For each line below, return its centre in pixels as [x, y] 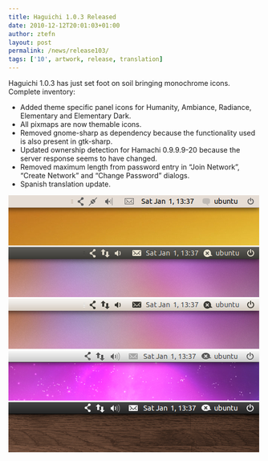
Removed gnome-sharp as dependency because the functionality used [138, 133]
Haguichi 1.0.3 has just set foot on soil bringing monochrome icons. [119, 83]
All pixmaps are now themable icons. [81, 124]
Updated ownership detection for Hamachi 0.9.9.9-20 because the [130, 150]
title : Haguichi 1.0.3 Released [62, 17]
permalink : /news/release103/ [59, 51]
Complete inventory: [42, 92]
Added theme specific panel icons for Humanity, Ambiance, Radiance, [136, 107]
